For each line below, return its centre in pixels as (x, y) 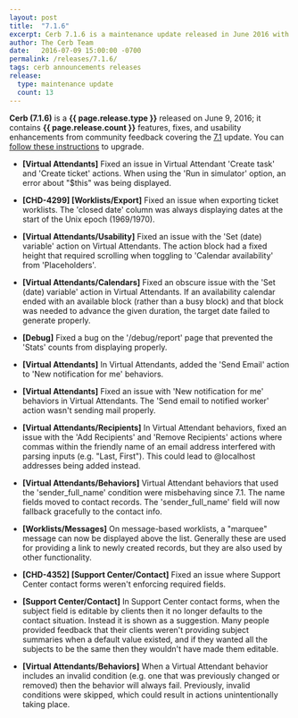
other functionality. (57, 557)
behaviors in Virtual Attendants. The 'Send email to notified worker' (145, 401)
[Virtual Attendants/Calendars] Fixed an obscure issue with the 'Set (149, 282)
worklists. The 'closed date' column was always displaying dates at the (153, 209)
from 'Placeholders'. (59, 265)
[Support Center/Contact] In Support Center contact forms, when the (151, 601)
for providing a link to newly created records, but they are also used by (152, 547)
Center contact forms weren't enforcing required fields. (124, 584)
